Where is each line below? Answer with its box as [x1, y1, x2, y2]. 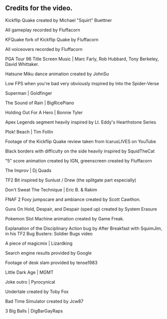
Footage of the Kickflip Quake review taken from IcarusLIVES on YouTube [5, 138, 156, 144]
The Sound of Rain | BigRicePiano [5, 100, 74, 106]
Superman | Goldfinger [5, 90, 52, 96]
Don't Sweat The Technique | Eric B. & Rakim [5, 186, 97, 192]
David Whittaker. [5, 61, 39, 67]
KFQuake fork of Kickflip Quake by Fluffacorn [5, 36, 99, 42]
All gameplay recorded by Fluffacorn [5, 27, 81, 33]
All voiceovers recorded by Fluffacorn [5, 46, 83, 52]
